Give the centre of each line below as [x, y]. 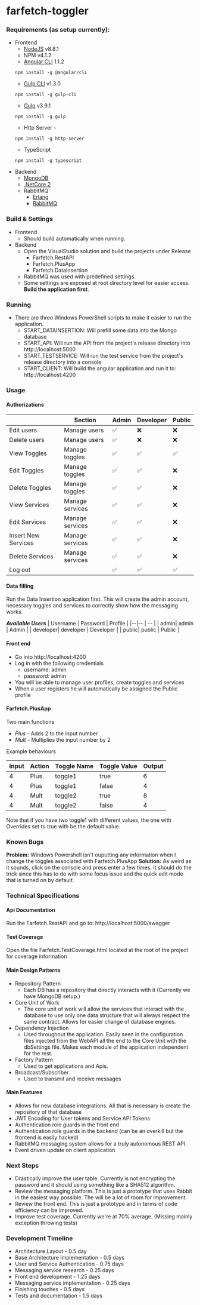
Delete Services [31, 557]
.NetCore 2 [37, 185]
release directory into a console [62, 362]
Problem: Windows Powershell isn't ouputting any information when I [91, 855]
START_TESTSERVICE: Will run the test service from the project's [103, 356]
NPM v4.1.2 [37, 56]
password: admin [45, 675]
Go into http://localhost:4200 [50, 657]
